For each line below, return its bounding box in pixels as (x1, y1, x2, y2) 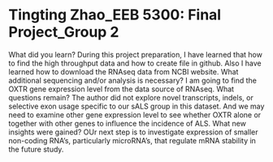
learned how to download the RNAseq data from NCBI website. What (8, 66, 239, 76)
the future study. (8, 144, 64, 154)
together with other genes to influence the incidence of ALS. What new (8, 118, 246, 128)
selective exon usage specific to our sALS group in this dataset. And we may (8, 101, 265, 111)
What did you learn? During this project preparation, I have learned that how (8, 49, 262, 59)
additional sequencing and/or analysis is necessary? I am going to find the (8, 75, 258, 85)
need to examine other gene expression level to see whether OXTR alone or (8, 109, 262, 119)
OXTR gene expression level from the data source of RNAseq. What (8, 83, 234, 94)
